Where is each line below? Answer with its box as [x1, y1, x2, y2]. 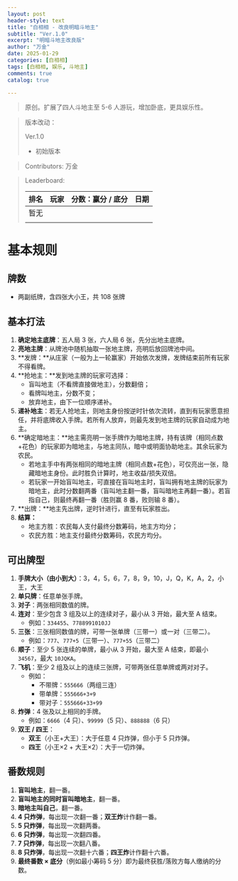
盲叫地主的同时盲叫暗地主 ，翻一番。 [17, 794, 124, 803]
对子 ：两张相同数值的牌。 [17, 601, 93, 609]
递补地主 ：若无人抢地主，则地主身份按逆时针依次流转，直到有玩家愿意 [17, 406, 224, 416]
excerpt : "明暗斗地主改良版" [7, 37, 85, 44]
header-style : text [7, 17, 65, 24]
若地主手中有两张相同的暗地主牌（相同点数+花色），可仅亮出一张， [28, 460, 222, 469]
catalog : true [7, 76, 50, 84]
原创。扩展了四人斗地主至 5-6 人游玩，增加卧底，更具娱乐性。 [24, 103, 207, 112]
